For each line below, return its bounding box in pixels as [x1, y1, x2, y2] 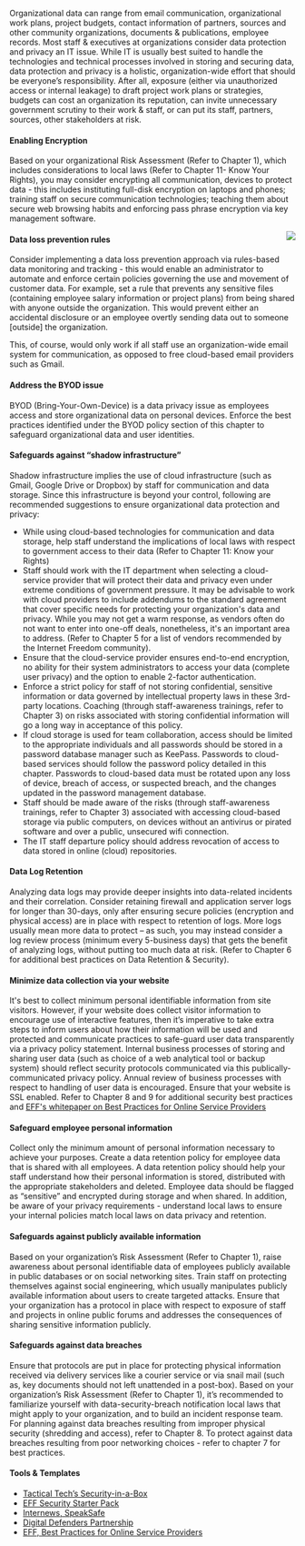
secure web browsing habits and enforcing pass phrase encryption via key [9, 204, 289, 215]
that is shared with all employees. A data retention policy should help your [9, 1162, 286, 1173]
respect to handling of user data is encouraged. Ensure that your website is [9, 1082, 291, 1093]
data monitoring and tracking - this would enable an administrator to [9, 264, 264, 275]
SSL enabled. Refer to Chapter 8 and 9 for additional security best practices [9, 1092, 293, 1103]
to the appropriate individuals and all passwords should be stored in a [22, 739, 283, 750]
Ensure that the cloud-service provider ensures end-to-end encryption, [22, 652, 290, 662]
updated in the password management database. [22, 787, 207, 798]
